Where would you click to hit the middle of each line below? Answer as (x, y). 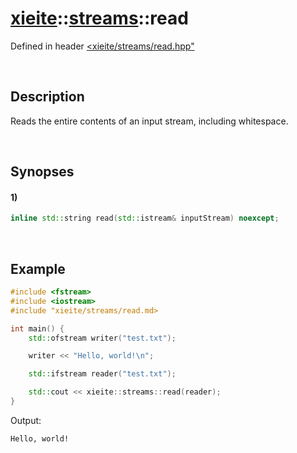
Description (47, 97)
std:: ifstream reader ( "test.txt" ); (102, 374)
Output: (26, 420)
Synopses (42, 172)
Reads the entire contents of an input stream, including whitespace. (149, 121)
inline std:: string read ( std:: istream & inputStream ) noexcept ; (145, 218)
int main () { (37, 328)
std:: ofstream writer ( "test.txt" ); (102, 338)
